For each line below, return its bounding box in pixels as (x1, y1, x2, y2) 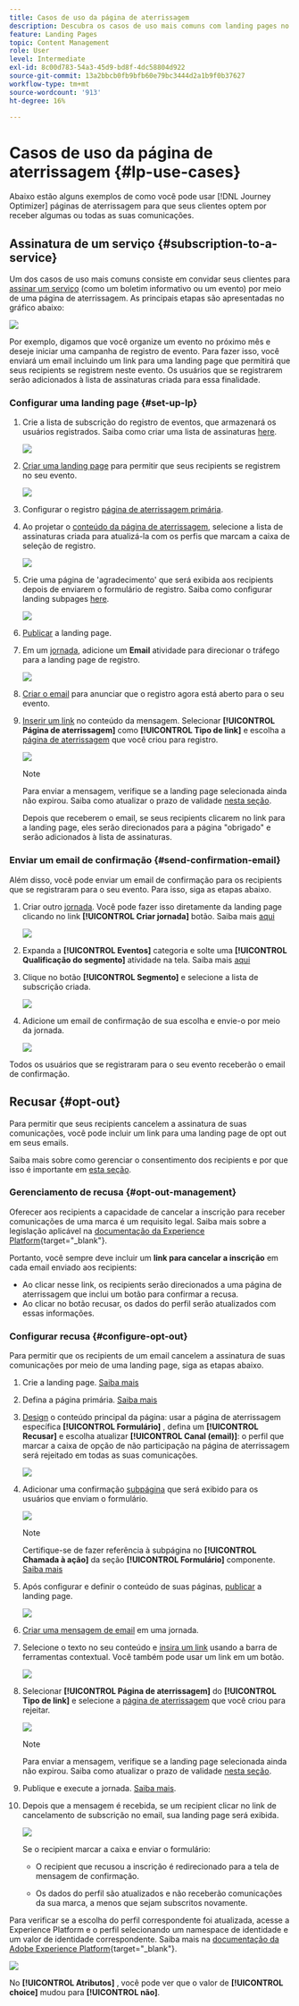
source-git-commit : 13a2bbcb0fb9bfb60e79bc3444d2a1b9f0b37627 (9, 72, 245, 80)
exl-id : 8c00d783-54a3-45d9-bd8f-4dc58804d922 (9, 63, 186, 72)
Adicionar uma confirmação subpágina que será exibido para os (21, 1484, 259, 1494)
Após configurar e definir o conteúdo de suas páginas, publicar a (21, 1581, 262, 1592)
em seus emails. (9, 1137, 70, 1147)
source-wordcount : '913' (9, 88, 102, 97)
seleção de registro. (21, 540, 96, 551)
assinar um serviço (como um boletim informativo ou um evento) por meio (9, 284, 282, 294)
